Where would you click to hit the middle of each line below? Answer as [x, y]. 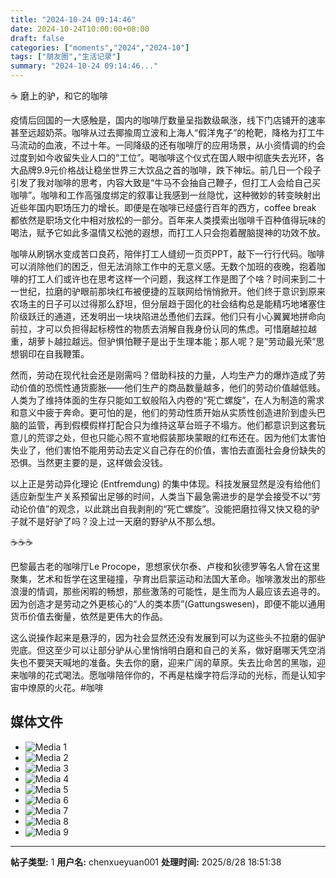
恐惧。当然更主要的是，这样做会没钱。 [89, 462]
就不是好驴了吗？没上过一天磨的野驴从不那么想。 [119, 521]
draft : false [37, 38]
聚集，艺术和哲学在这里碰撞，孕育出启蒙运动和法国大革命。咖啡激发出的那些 [168, 579]
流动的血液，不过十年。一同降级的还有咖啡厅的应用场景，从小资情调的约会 [172, 145]
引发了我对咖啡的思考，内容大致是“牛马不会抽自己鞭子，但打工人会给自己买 [166, 182]
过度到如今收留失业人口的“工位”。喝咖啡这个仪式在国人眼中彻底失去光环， [163, 157]
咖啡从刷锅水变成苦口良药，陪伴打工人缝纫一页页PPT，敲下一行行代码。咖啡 [167, 254]
